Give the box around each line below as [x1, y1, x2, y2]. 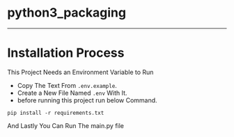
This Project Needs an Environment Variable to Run [7, 68, 154, 76]
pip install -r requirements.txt [7, 109, 104, 116]
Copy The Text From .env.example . [17, 81, 117, 89]
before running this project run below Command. [17, 95, 158, 104]
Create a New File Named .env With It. [17, 89, 127, 97]
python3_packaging [7, 5, 127, 21]
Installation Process [7, 45, 125, 61]
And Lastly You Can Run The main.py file [7, 121, 124, 129]
